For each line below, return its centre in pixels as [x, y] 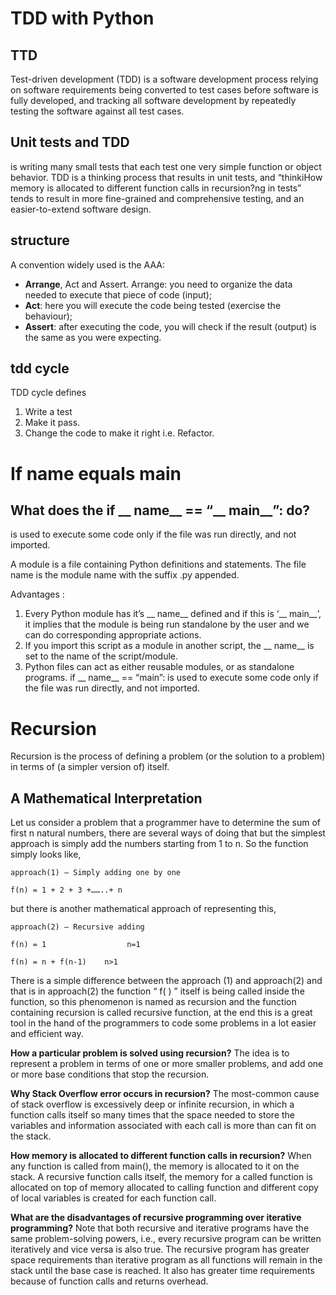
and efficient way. [47, 1034]
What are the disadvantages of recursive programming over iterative [156, 1218]
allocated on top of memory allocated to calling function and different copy [164, 1188]
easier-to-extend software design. [81, 209]
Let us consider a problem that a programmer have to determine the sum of [166, 823]
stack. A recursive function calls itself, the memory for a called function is [161, 1177]
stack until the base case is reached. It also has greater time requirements [162, 1271]
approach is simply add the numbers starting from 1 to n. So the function [159, 844]
